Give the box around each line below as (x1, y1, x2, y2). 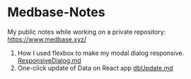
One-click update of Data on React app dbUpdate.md (17, 63, 173, 72)
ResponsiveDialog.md (17, 56, 81, 64)
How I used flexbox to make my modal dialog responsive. (17, 49, 185, 57)
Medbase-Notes (7, 4, 105, 20)
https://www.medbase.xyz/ (7, 35, 87, 43)
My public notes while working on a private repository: (7, 28, 166, 36)
